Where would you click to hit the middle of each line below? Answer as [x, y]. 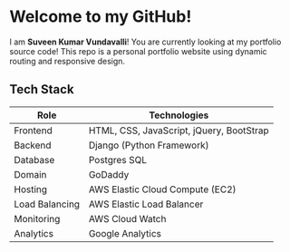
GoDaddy [109, 174]
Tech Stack [42, 89]
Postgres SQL [118, 160]
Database [34, 160]
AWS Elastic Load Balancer [146, 204]
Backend [33, 145]
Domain [30, 174]
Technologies [179, 115]
